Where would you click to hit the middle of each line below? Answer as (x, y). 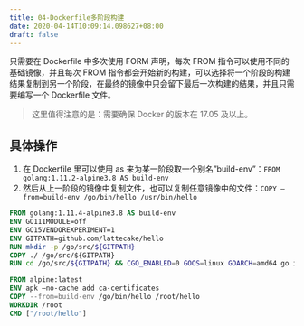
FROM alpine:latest (46, 280)
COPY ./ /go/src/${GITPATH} (62, 255)
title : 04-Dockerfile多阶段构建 (67, 18)
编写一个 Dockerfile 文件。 (66, 95)
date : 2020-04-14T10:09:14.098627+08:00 (87, 26)
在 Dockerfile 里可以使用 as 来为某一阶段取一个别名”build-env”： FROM (151, 169)
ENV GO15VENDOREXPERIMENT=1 (62, 230)
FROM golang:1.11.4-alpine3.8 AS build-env (93, 213)
